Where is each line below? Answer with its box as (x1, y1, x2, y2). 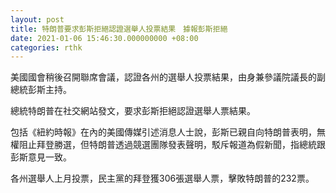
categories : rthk (10, 42, 83, 53)
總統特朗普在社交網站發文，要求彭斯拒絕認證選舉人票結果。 (10, 105, 256, 117)
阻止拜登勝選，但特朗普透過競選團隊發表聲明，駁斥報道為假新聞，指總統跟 (18, 139, 326, 151)
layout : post (10, 14, 65, 25)
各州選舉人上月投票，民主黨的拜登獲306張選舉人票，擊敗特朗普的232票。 (10, 172, 315, 185)
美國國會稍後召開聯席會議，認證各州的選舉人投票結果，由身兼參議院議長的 (10, 71, 317, 83)
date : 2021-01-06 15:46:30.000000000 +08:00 (10, 33, 199, 43)
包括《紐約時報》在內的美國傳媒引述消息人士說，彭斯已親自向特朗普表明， (10, 126, 317, 138)
